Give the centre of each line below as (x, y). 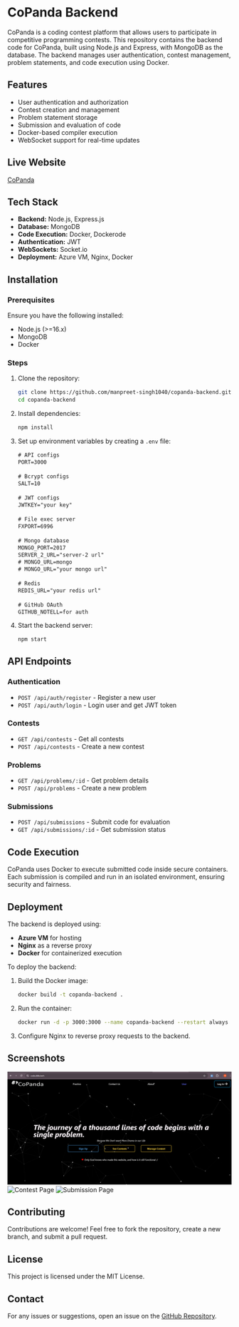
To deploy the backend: (42, 967)
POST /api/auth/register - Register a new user (87, 697)
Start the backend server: (55, 625)
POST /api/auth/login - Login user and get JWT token (97, 705)
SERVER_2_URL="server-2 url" (61, 555)
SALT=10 (29, 483)
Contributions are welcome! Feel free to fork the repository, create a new (114, 1229)
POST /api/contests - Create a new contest (81, 746)
